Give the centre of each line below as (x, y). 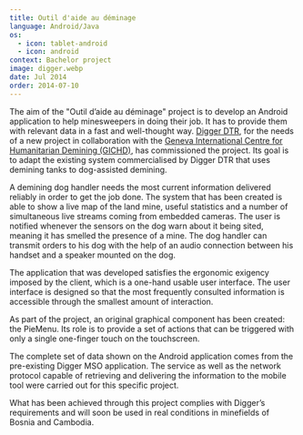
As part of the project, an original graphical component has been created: (147, 319)
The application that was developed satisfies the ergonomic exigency (140, 272)
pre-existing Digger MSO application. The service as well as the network (146, 366)
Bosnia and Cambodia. (52, 422)
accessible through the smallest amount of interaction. (111, 301)
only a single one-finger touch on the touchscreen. (105, 339)
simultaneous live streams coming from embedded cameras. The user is (145, 216)
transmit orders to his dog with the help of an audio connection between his (151, 245)
